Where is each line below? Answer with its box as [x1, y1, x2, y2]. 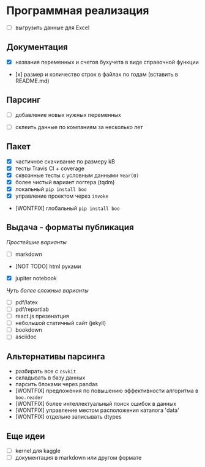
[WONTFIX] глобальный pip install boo [15, 204, 121, 212]
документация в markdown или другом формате [15, 454, 142, 461]
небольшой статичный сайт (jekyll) [15, 319, 106, 327]
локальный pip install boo [15, 185, 87, 193]
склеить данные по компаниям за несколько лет [15, 123, 143, 130]
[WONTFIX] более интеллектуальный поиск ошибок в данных [15, 400, 177, 408]
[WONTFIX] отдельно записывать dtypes [15, 413, 122, 420]
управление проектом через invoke [15, 192, 109, 200]
